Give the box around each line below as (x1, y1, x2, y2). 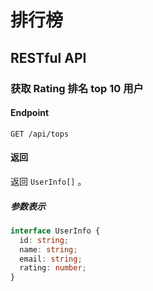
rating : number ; (19, 263, 87, 273)
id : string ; (19, 235, 70, 245)
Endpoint (10, 107, 50, 119)
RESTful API (10, 49, 87, 66)
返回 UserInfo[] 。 (10, 175, 87, 187)
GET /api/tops (10, 129, 70, 139)
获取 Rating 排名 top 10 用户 (10, 81, 144, 95)
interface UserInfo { (10, 226, 101, 236)
